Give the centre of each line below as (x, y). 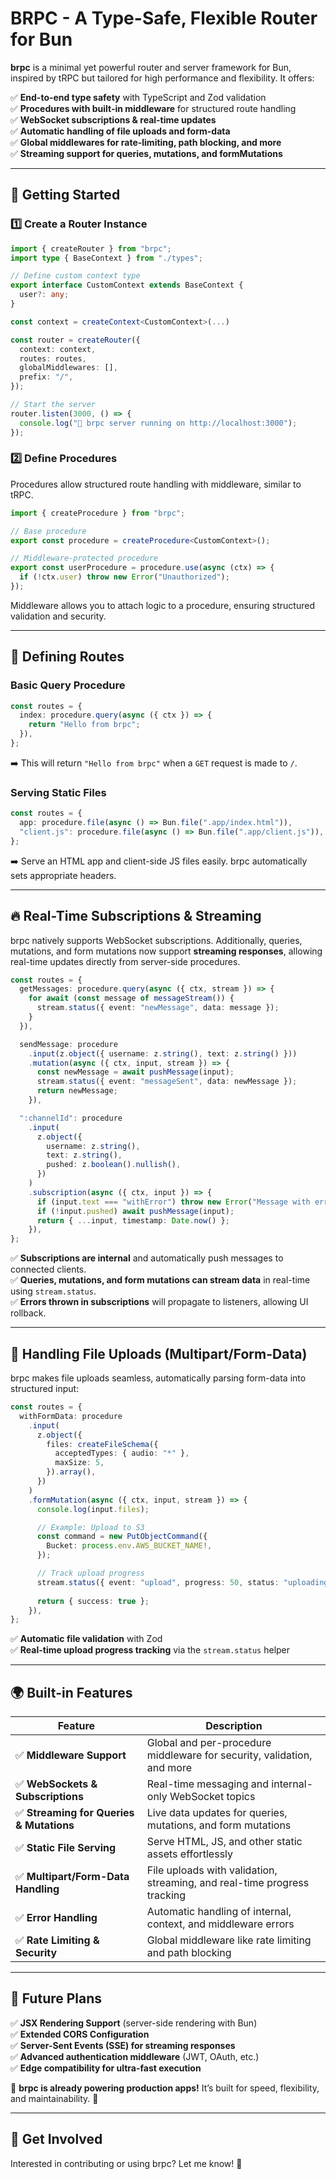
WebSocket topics (212, 1797)
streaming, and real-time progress (228, 1883)
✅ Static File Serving (66, 1848)
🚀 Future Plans (56, 1998)
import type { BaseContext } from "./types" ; (106, 258)
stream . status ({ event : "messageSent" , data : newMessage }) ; (167, 1082)
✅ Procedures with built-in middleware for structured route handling (153, 108)
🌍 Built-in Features (71, 1692)
